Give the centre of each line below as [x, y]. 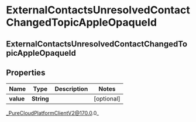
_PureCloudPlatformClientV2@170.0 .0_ [53, 113]
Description [71, 89]
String [40, 99]
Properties [26, 72]
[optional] [107, 99]
